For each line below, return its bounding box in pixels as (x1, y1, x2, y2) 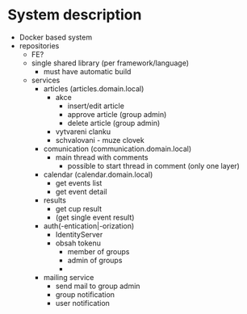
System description (7, 6, 142, 24)
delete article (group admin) (67, 118, 161, 128)
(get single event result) (55, 212, 135, 222)
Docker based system (19, 32, 93, 42)
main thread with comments (55, 152, 149, 162)
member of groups (67, 246, 130, 256)
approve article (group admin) (67, 109, 167, 119)
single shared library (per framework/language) (31, 58, 190, 68)
